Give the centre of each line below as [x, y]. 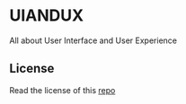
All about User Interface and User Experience [93, 40]
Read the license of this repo [62, 90]
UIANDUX [46, 16]
